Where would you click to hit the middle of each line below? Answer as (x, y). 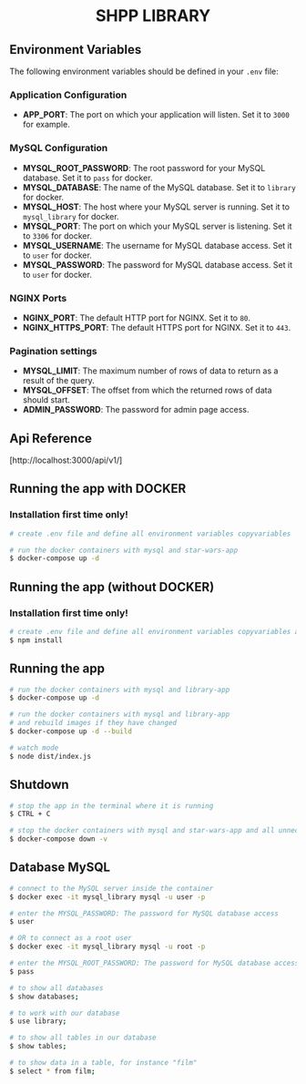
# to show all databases (56, 988)
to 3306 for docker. (57, 235)
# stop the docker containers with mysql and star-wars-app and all (142, 831)
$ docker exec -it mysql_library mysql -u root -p (107, 947)
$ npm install (36, 640)
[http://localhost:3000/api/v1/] (66, 460)
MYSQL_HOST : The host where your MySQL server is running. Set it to (156, 207)
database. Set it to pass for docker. (87, 178)
